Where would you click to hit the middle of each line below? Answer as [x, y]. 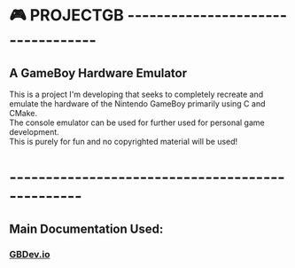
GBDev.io [30, 254]
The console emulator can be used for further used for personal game [137, 122]
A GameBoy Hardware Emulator [98, 73]
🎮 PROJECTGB [66, 16]
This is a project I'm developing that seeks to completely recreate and [136, 94]
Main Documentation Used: [86, 229]
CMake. [23, 113]
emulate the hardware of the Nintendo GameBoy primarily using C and [137, 104]
